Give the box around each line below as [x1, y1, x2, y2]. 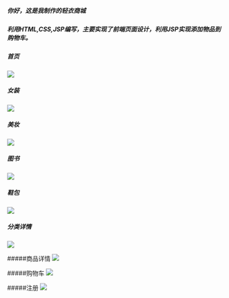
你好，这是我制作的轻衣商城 [7, 6, 86, 14]
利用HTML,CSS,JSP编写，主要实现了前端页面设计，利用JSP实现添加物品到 [7, 25, 221, 33]
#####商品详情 [7, 254, 51, 262]
